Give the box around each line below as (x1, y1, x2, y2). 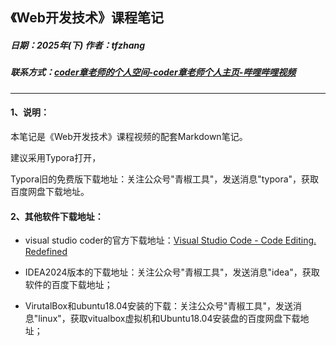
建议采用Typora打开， (10, 151, 102, 163)
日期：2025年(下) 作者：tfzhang (10, 39, 146, 51)
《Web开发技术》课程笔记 (10, 9, 165, 27)
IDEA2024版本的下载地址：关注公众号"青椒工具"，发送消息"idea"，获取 (24, 266, 320, 278)
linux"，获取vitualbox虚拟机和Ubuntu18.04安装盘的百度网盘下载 (38, 313, 301, 325)
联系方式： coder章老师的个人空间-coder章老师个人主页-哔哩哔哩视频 (10, 66, 297, 78)
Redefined (24, 246, 68, 258)
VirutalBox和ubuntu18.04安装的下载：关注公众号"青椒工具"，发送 (24, 300, 294, 312)
